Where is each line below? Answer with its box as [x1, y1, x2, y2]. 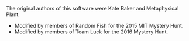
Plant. [6, 11, 20, 18]
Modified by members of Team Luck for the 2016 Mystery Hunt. [14, 28, 169, 35]
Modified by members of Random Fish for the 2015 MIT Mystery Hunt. [14, 23, 184, 29]
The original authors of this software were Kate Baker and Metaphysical [6, 5, 179, 12]
